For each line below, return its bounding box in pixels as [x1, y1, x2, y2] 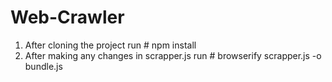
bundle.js [24, 60, 63, 72]
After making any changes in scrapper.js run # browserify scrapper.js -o [24, 49, 322, 61]
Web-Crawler [10, 6, 125, 29]
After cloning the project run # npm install [24, 39, 197, 51]
